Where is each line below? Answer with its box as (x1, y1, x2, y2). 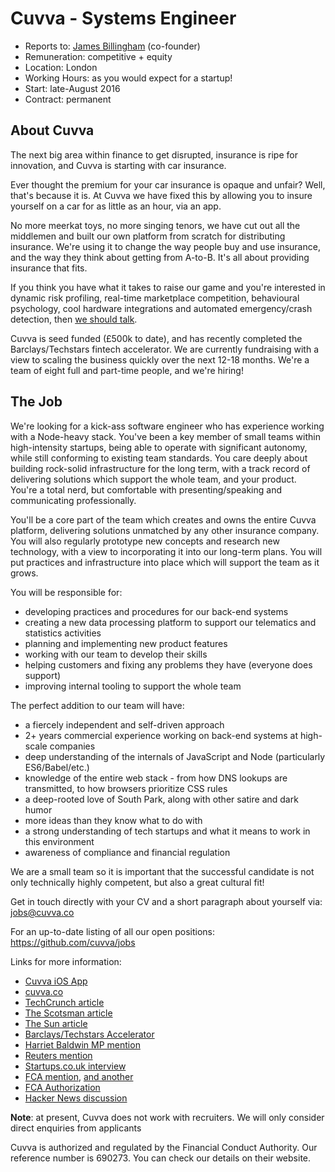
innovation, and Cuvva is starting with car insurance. (10, 159, 227, 171)
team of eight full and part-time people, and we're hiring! (10, 364, 244, 376)
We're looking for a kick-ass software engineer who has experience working (10, 420, 325, 432)
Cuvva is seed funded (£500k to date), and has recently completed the (10, 332, 303, 344)
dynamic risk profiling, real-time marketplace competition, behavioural (10, 292, 300, 304)
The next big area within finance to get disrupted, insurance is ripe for (10, 148, 298, 161)
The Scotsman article (24, 1007, 113, 1019)
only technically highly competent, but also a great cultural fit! (10, 876, 265, 888)
